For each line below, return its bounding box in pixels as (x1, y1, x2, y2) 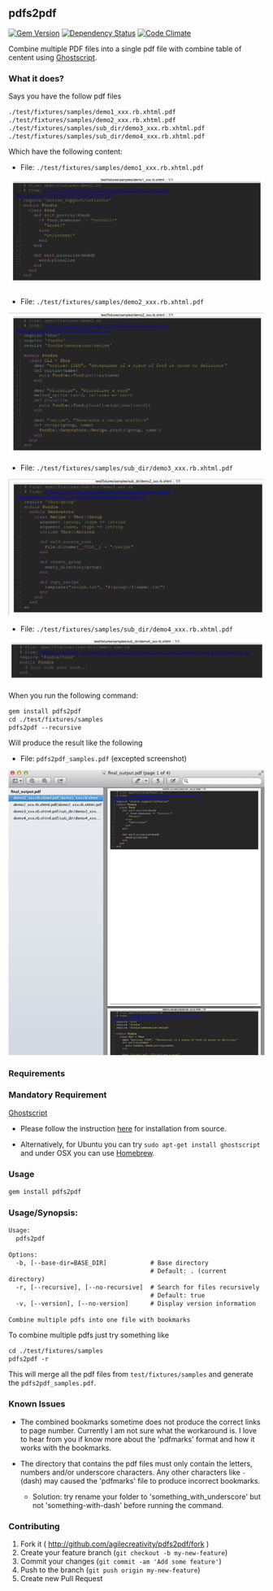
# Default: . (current (149, 1267, 227, 1275)
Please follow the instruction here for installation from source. (19, 1123, 227, 1133)
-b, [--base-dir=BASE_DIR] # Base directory (15, 1259, 209, 1267)
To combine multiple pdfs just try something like (8, 1330, 169, 1340)
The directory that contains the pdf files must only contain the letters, (19, 1458, 253, 1468)
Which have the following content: (8, 146, 123, 157)
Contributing (8, 1520, 60, 1532)
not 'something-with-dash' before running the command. (32, 1500, 224, 1510)
